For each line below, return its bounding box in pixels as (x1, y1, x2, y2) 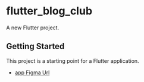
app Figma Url (14, 69, 50, 76)
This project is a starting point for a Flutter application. (6, 57, 139, 64)
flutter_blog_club (6, 4, 93, 18)
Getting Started (6, 41, 65, 51)
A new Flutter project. (6, 24, 60, 31)
